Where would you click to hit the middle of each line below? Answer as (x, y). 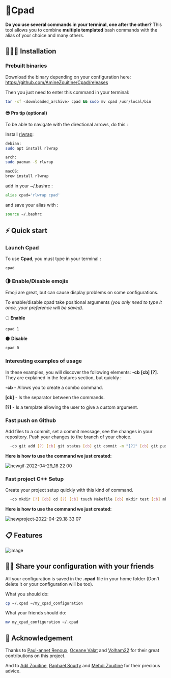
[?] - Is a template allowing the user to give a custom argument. (72, 407)
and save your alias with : (32, 205)
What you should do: (27, 594)
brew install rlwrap (27, 176)
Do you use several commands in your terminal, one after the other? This (83, 24)
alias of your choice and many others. (45, 35)
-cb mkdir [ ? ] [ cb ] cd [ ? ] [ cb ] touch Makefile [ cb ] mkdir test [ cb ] (85, 499)
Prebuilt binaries (26, 66)
